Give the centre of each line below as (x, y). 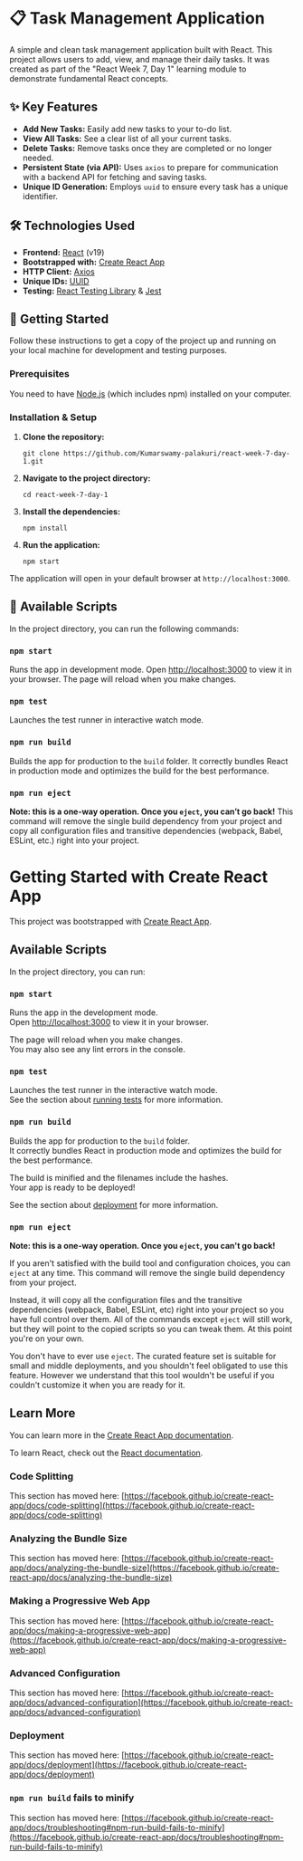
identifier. (40, 196)
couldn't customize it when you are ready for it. (97, 1385)
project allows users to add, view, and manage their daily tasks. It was (139, 59)
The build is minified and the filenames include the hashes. (119, 1177)
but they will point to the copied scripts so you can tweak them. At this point (151, 1329)
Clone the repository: (63, 436)
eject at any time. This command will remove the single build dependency (147, 1272)
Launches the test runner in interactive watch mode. (107, 720)
